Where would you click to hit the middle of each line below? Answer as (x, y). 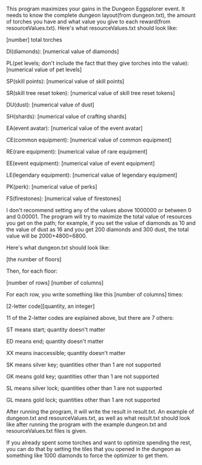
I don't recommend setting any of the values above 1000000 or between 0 (99, 210)
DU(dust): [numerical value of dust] (50, 105)
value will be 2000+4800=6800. (47, 236)
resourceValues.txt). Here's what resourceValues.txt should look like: (92, 28)
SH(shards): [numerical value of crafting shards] (67, 116)
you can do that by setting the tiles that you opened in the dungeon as (94, 449)
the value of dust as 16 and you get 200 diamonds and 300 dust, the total (98, 229)
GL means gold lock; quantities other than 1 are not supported (83, 400)
